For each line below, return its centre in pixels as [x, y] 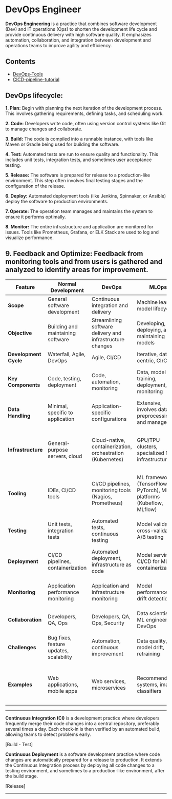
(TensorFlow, [153, 484]
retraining [148, 654]
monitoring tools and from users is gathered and [84, 261]
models [146, 343]
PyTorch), [148, 490]
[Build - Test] [19, 745]
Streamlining [106, 320]
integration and [110, 305]
